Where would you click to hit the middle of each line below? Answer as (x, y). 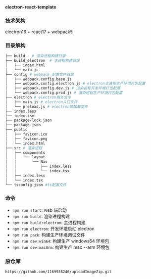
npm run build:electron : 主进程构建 (49, 222)
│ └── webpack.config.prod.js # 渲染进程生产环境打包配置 (64, 93)
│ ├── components (25, 153)
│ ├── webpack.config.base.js (38, 79)
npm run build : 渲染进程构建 (41, 216)
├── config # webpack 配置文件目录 (40, 74)
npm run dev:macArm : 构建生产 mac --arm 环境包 (61, 247)
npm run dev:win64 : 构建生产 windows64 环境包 (61, 241)
